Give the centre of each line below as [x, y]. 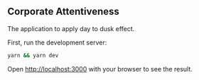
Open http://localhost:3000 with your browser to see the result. [100, 69]
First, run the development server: [57, 42]
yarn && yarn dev [33, 55]
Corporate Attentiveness [63, 12]
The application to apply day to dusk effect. [71, 28]
